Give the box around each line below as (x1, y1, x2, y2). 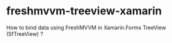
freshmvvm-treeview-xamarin (6, 4, 162, 18)
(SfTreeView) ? (6, 30, 44, 37)
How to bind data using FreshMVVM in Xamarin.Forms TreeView (6, 24, 167, 31)
